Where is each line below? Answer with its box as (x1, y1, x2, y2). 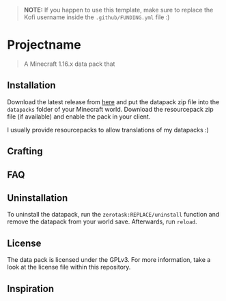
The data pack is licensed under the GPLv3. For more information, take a (7, 256, 211, 264)
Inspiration (7, 282, 55, 294)
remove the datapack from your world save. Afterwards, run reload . (7, 217, 197, 226)
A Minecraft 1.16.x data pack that (23, 60, 115, 68)
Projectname (7, 37, 81, 53)
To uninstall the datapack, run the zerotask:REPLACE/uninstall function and (7, 210, 220, 219)
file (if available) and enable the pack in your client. (7, 112, 151, 121)
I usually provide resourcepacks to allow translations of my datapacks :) (7, 125, 210, 134)
